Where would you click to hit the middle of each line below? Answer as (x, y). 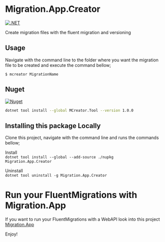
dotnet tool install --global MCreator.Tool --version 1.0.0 (69, 110)
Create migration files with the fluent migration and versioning (68, 32)
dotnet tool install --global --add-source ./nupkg (59, 157)
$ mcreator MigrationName (32, 74)
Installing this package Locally (53, 125)
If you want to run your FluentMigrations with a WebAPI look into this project (82, 219)
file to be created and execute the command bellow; (58, 65)
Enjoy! (12, 234)
